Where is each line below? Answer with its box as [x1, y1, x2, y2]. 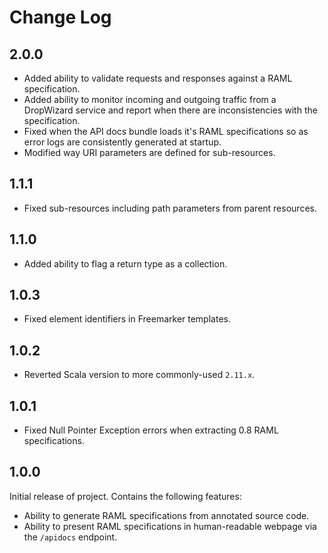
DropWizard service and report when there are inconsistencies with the [23, 104, 318, 116]
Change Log [9, 6, 112, 29]
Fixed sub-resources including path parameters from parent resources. [23, 202, 317, 214]
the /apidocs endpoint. [23, 531, 118, 543]
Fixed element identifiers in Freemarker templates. [23, 313, 231, 325]
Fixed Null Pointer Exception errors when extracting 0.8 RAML [23, 424, 279, 436]
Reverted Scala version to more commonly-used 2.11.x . [23, 369, 256, 381]
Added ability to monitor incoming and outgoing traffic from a [23, 94, 277, 105]
